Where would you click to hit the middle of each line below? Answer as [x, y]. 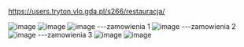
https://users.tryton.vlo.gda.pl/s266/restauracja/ [87, 11]
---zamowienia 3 [65, 35]
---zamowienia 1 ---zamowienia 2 [166, 26]
